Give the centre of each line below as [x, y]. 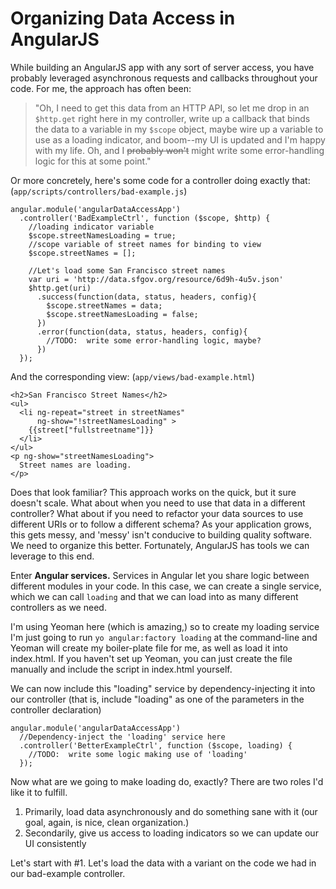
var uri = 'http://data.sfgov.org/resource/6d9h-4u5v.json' [156, 279]
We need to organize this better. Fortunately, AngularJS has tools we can [160, 545]
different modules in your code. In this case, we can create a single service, [166, 586]
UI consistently [55, 843]
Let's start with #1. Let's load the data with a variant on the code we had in [163, 863]
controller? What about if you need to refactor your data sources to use [157, 513]
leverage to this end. [52, 556]
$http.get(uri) [60, 288]
